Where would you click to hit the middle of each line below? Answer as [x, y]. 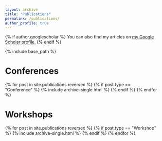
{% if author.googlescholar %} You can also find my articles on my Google [80, 37]
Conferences [32, 71]
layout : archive [21, 9]
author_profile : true [27, 23]
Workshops [29, 115]
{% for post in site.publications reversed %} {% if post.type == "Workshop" [81, 128]
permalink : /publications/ [32, 18]
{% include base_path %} [31, 52]
